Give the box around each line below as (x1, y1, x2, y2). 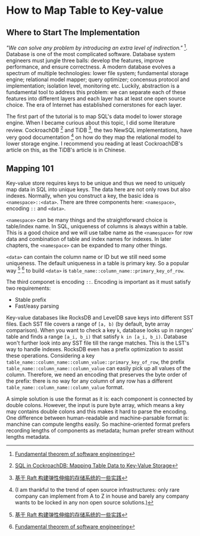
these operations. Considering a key (6, 352, 95, 360)
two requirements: (6, 284, 51, 292)
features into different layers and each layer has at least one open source (6, 95, 186, 102)
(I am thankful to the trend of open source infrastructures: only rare (14, 487, 180, 494)
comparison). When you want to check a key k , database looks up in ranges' (6, 327, 194, 334)
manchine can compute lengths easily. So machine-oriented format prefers (6, 421, 190, 428)
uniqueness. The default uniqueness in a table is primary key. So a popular (6, 259, 189, 267)
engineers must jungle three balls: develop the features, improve (6, 57, 164, 64)
